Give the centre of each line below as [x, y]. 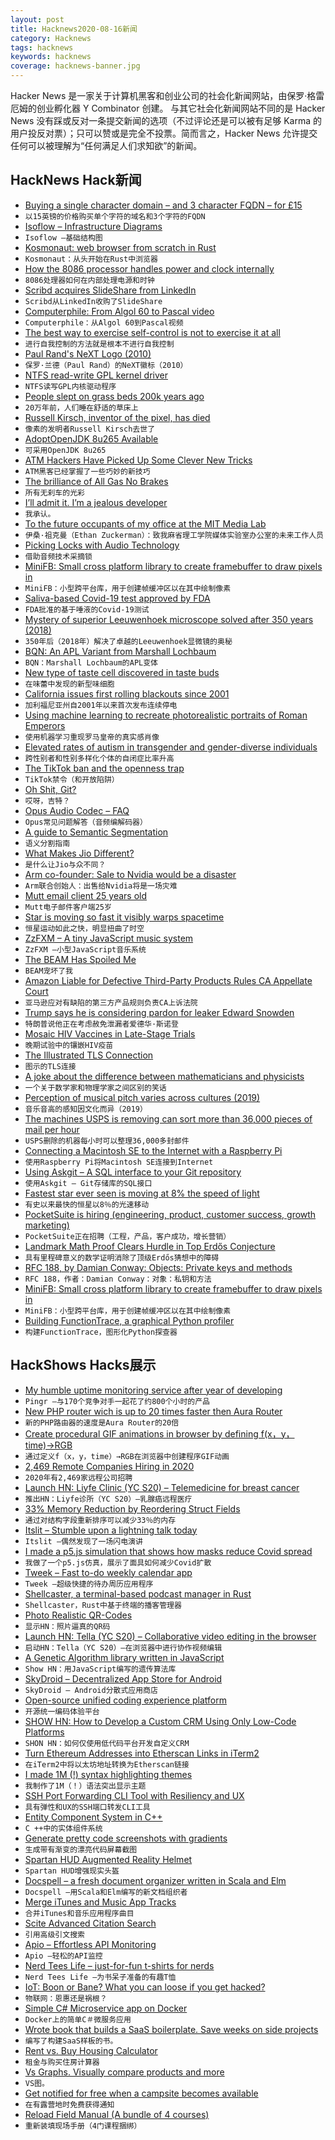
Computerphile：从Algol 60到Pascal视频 [104, 322]
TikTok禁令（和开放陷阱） [72, 779]
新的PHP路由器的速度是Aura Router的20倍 [102, 1422]
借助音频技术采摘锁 [58, 556]
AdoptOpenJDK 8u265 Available [91, 438]
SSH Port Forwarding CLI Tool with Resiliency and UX [134, 1795]
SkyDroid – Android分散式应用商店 [91, 1690]
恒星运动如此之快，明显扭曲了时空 [84, 928]
